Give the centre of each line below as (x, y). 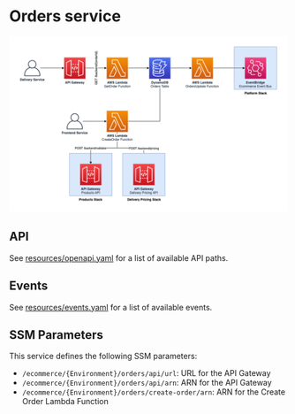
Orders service (65, 16)
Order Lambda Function (65, 402)
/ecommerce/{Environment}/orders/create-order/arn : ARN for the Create (153, 392)
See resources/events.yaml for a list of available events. (111, 307)
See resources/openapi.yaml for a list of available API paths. (119, 257)
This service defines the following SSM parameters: (103, 356)
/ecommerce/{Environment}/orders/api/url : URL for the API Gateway (146, 373)
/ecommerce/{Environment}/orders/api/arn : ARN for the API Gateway (147, 383)
